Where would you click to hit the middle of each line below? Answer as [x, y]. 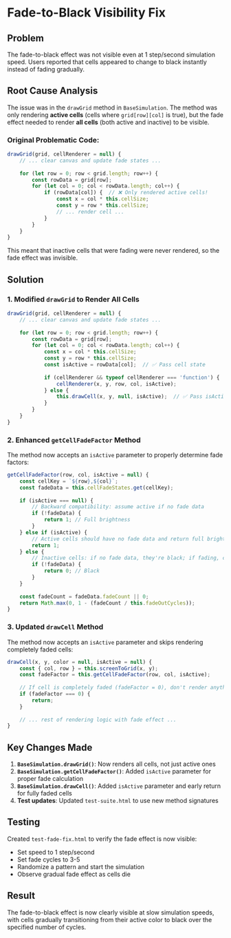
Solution [25, 279]
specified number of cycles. [47, 927]
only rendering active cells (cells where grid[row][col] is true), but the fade [115, 114]
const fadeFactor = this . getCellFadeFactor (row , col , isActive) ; [115, 675]
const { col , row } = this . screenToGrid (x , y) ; [89, 668]
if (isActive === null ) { [57, 501]
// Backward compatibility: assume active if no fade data [118, 507]
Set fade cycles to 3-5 [48, 859]
